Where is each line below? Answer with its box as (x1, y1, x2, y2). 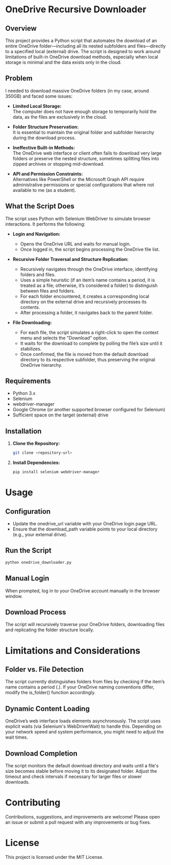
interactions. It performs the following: (5, 221, 85, 227)
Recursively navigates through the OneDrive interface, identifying (20, 266, 158, 272)
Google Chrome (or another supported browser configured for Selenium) (12, 407, 165, 413)
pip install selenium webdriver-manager (12, 470, 100, 475)
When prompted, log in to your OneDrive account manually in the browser (5, 587, 160, 594)
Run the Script (5, 546, 52, 555)
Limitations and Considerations (5, 645, 141, 656)
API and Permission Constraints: (12, 170, 83, 177)
